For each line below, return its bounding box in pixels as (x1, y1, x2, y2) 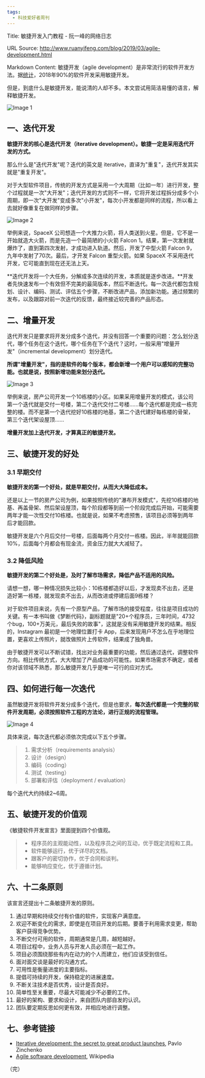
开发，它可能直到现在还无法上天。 (7, 260, 92, 267)
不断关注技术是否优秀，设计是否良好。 (15, 980, 112, 988)
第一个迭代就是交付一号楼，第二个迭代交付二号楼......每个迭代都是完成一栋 (7, 401, 192, 408)
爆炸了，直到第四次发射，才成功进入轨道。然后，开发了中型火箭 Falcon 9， (7, 245, 195, 252)
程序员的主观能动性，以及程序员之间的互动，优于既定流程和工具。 (30, 839, 196, 847)
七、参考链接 (7, 1023, 55, 1033)
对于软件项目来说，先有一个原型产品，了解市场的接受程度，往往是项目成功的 (7, 605, 199, 613)
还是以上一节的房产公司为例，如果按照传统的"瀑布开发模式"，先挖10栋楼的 (7, 496, 193, 503)
